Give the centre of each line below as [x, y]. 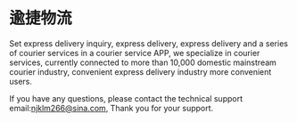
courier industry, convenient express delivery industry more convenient [140, 71]
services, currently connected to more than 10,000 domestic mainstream [143, 62]
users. [21, 81]
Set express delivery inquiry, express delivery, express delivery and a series [148, 43]
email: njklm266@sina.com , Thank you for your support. [111, 108]
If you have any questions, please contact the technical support [126, 98]
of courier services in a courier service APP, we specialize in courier [135, 53]
